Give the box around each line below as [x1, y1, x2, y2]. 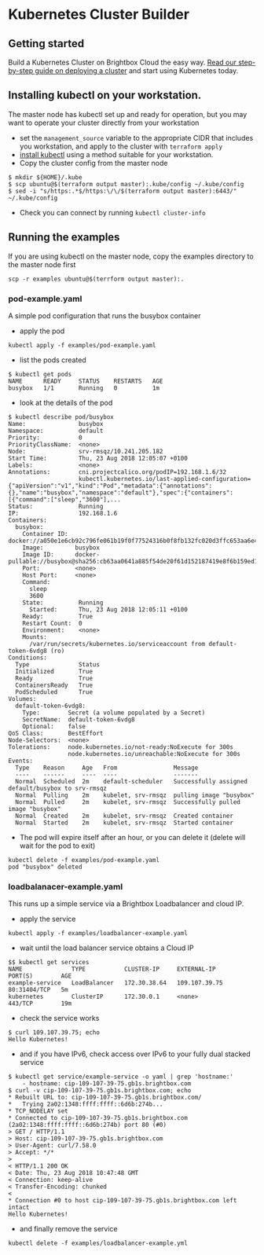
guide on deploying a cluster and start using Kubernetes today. [35, 66, 239, 75]
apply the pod [19, 326, 65, 336]
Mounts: [22, 633, 47, 641]
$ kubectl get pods [8, 370, 72, 378]
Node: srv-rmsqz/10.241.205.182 [8, 447, 163, 455]
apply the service [19, 914, 76, 924]
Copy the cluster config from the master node [19, 158, 168, 167]
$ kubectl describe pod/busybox [8, 413, 114, 421]
